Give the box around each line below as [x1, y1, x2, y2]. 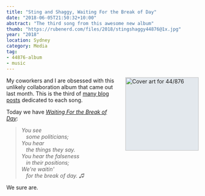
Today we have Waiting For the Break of [6, 108, 107, 115]
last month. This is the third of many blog [6, 90, 109, 97]
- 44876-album [6, 54, 43, 60]
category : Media [6, 43, 48, 49]
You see [21, 126, 42, 134]
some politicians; [26, 132, 69, 140]
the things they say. [26, 146, 76, 153]
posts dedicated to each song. [6, 96, 83, 104]
